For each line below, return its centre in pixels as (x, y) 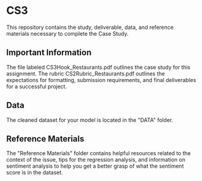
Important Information (49, 53)
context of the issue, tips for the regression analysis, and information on (96, 160)
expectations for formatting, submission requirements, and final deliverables (101, 80)
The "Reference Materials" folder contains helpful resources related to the (99, 153)
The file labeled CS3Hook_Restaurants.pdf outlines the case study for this (98, 67)
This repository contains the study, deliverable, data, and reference (90, 27)
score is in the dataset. (35, 173)
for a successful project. (37, 86)
